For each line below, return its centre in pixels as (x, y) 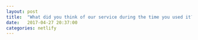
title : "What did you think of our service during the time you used (95, 17)
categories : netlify (32, 28)
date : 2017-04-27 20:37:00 (42, 22)
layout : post (22, 11)
